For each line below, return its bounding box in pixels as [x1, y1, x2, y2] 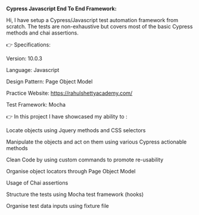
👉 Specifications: [6, 41, 51, 48]
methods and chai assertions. [6, 29, 79, 36]
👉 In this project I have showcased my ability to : [6, 113, 128, 120]
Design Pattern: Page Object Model [6, 78, 93, 85]
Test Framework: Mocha [6, 101, 66, 108]
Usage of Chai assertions [6, 179, 69, 186]
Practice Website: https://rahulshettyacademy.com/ [6, 89, 133, 96]
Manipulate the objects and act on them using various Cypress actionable [6, 138, 187, 145]
